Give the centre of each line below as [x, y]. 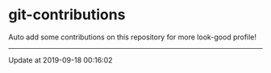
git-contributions [67, 15]
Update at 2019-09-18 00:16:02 [60, 60]
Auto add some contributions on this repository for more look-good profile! [132, 37]
